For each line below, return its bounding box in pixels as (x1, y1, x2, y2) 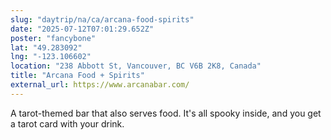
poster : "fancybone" (10, 33, 97, 43)
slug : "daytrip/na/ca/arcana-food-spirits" (10, 14, 195, 25)
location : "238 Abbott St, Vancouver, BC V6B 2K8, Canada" (10, 61, 262, 71)
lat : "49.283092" (10, 42, 83, 53)
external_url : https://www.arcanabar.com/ (10, 80, 190, 90)
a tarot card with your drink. (10, 117, 125, 130)
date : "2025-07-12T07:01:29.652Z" (10, 24, 155, 34)
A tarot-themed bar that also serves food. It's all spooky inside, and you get (10, 107, 322, 119)
